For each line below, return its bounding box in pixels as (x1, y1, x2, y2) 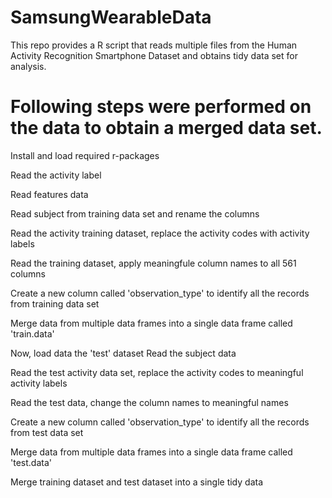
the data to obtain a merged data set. (10, 117, 323, 140)
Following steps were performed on (10, 96, 312, 118)
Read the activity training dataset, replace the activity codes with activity (10, 227, 310, 239)
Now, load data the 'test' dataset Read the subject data (10, 347, 237, 359)
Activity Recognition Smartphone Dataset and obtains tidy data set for (10, 49, 298, 61)
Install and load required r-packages (10, 149, 160, 161)
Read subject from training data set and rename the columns (10, 207, 260, 220)
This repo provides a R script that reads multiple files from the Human (10, 39, 298, 51)
